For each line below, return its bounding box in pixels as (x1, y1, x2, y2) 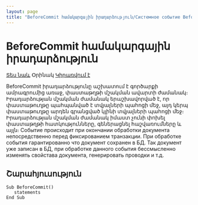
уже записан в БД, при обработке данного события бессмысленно (6, 146, 176, 153)
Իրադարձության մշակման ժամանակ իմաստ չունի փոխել (6, 114, 166, 121)
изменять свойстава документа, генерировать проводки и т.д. (6, 151, 164, 159)
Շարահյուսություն (6, 168, 82, 178)
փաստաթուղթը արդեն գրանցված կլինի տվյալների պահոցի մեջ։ (6, 108, 184, 115)
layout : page (6, 8, 38, 15)
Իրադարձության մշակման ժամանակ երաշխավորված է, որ (6, 95, 170, 102)
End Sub (6, 195, 25, 201)
